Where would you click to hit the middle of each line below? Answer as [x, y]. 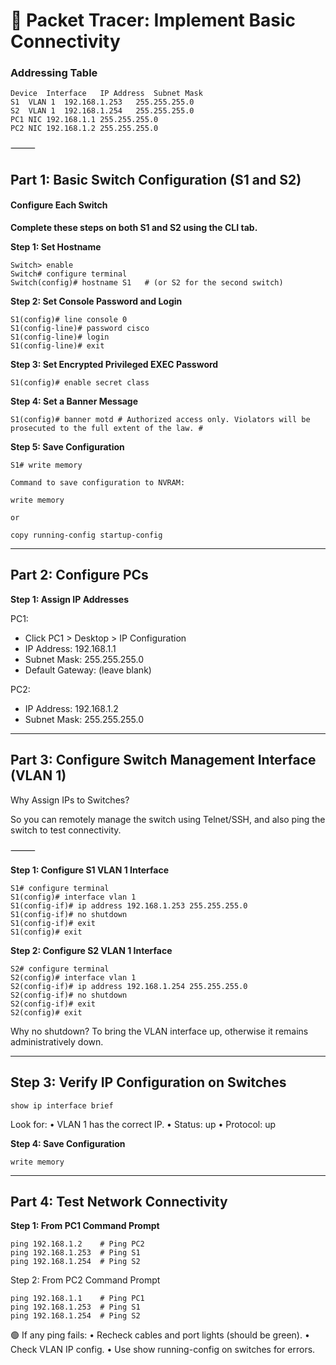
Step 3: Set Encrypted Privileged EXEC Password [114, 365]
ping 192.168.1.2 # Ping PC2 [77, 1244]
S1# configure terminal [60, 888]
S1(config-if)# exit [53, 923]
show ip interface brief [62, 1105]
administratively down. [57, 1041]
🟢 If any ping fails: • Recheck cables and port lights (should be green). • [160, 1335]
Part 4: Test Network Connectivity [119, 1201]
